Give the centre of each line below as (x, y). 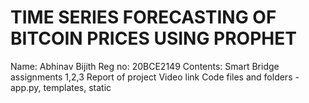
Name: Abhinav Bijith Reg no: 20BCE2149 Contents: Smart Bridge (145, 66)
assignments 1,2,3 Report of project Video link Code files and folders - (155, 77)
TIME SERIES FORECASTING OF (143, 17)
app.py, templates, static (61, 87)
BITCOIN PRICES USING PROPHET (153, 38)
